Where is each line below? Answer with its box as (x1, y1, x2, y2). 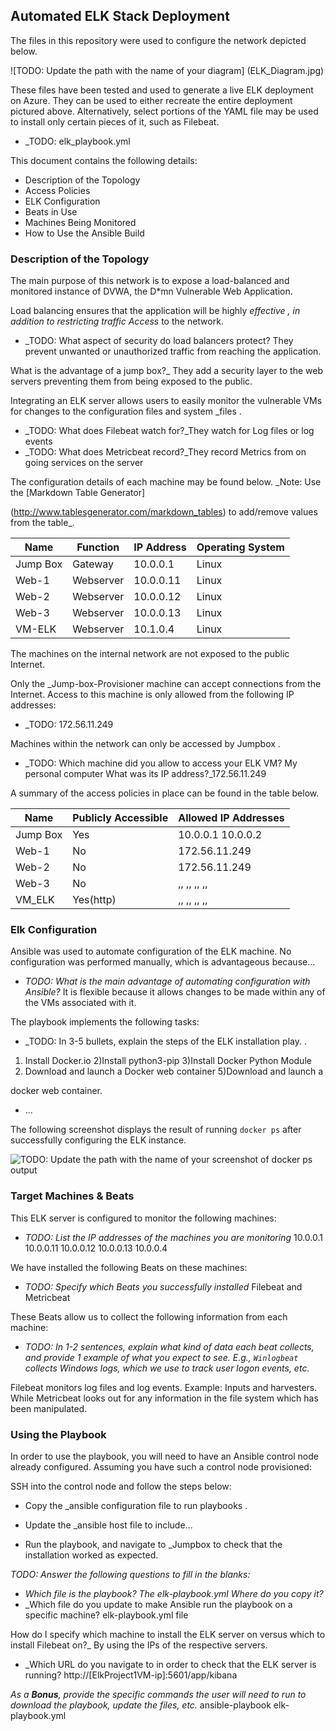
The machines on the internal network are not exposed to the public (10, 648, 290, 660)
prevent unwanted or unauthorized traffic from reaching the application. (24, 345, 322, 358)
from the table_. (10, 517, 75, 529)
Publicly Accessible (72, 811, 169, 825)
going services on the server (24, 457, 144, 469)
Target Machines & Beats (10, 1189, 135, 1203)
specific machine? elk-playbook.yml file (24, 1609, 189, 1621)
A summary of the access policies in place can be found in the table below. (10, 787, 320, 799)
